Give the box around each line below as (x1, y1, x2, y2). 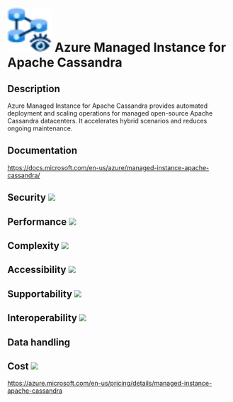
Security (7, 191, 46, 203)
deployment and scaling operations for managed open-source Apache (7, 109, 213, 117)
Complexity (7, 240, 60, 252)
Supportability (7, 288, 73, 300)
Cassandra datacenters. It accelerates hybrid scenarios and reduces (7, 117, 208, 125)
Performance (7, 216, 67, 228)
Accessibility (7, 264, 67, 276)
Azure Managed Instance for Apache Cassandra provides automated (7, 101, 208, 110)
